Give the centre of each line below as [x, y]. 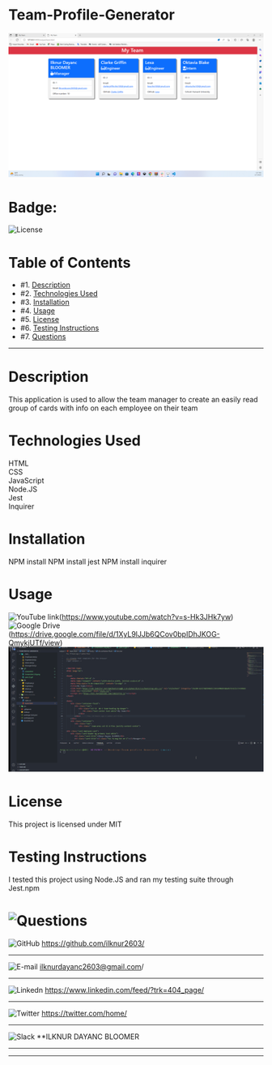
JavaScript [26, 481]
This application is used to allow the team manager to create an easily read [133, 400]
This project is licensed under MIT [66, 824]
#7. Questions [43, 337]
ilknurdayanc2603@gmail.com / [91, 966]
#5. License [39, 320]
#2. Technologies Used [59, 294]
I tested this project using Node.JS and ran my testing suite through [121, 880]
